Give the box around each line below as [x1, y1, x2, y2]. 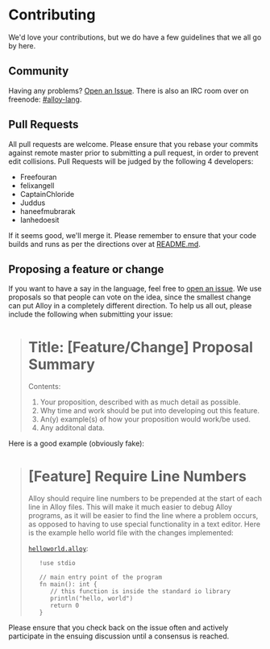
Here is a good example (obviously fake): [8, 438, 145, 449]
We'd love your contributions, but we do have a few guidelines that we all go [8, 32, 262, 42]
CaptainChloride [19, 189, 75, 199]
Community [8, 65, 69, 78]
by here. [8, 40, 36, 50]
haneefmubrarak [19, 206, 76, 216]
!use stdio [39, 559, 76, 567]
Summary [27, 355, 95, 373]
